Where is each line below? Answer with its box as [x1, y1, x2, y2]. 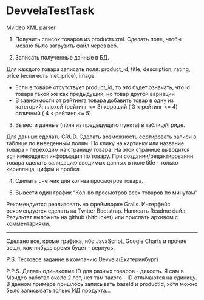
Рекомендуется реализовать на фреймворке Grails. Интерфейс [6, 200, 171, 208]
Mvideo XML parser [6, 24, 56, 31]
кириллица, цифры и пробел [6, 165, 80, 172]
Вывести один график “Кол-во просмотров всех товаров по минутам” [15, 189, 198, 196]
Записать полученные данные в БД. [15, 53, 109, 61]
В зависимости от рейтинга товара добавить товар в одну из [15, 97, 174, 104]
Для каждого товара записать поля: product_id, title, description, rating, [6, 65, 191, 73]
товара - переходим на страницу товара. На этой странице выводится [6, 146, 190, 153]
